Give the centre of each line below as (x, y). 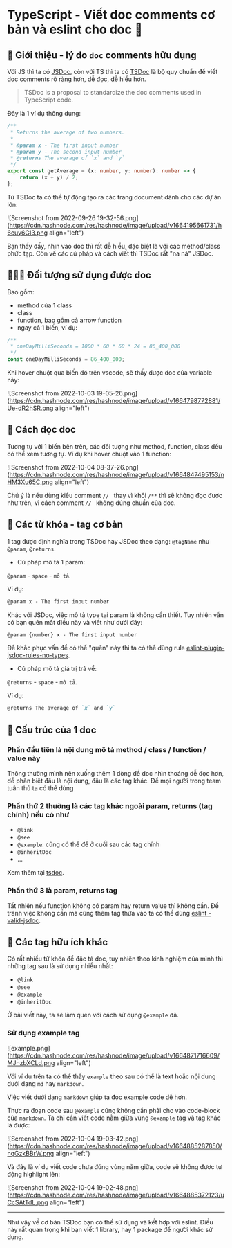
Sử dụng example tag (43, 1033)
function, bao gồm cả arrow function (69, 320)
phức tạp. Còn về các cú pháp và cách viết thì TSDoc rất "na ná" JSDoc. (110, 253)
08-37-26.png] (118, 467)
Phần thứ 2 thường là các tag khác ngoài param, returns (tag (110, 805)
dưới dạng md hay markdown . (46, 1083)
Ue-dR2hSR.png (30, 408)
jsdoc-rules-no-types (38, 655)
